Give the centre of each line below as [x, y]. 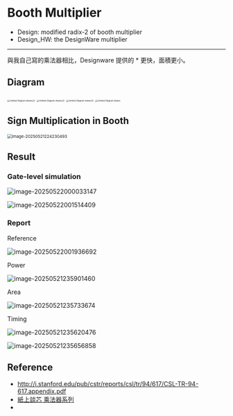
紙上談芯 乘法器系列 [45, 399]
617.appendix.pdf [42, 391]
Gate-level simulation [44, 176]
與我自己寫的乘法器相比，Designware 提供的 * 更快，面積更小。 [98, 60]
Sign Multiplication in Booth [68, 121]
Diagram [26, 82]
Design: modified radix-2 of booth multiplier [79, 32]
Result [21, 156]
